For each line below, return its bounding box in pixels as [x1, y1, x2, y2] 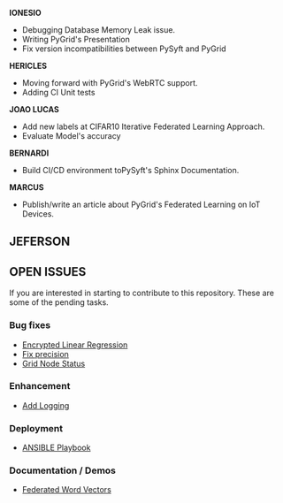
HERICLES [9, 61, 48, 71]
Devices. [21, 209, 55, 219]
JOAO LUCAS [9, 104, 59, 114]
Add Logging [21, 400, 70, 410]
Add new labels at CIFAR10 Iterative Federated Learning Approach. [21, 121, 265, 132]
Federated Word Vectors [21, 484, 112, 495]
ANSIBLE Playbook [21, 442, 91, 453]
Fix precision [21, 348, 69, 359]
